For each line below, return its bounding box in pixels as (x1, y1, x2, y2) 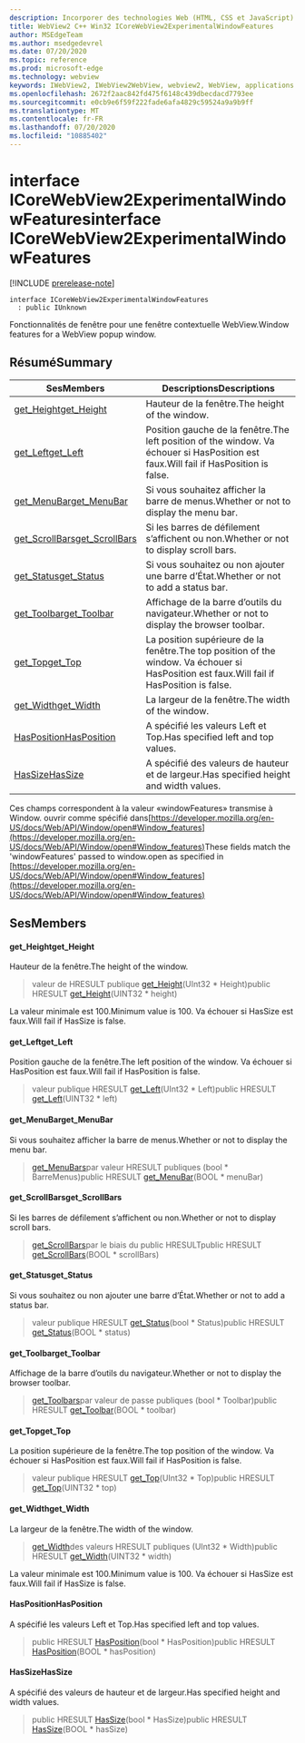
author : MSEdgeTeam (9, 30, 84, 39)
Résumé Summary (9, 355, 113, 370)
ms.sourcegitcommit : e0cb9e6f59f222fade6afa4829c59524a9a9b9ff (9, 97, 254, 107)
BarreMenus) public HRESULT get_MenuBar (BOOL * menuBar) (31, 1171, 263, 1182)
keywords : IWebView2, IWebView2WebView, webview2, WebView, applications (9, 81, 295, 90)
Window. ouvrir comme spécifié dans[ (9, 812, 152, 823)
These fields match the (204, 841, 291, 852)
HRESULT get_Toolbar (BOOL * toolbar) (31, 1405, 177, 1415)
